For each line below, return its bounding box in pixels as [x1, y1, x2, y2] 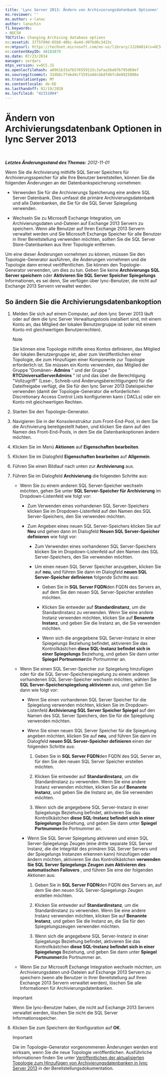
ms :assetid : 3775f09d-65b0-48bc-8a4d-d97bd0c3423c [5, 40, 112, 45]
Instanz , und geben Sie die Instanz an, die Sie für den [34, 918, 145, 924]
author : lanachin [5, 21, 41, 26]
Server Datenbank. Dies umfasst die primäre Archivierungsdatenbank [12, 195, 155, 201]
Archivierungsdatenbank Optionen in [5, 123, 162, 134]
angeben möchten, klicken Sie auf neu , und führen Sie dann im [27, 733, 157, 739]
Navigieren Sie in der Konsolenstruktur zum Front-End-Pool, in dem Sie [12, 419, 158, 425]
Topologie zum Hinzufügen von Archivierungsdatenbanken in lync [12, 1060, 148, 1066]
